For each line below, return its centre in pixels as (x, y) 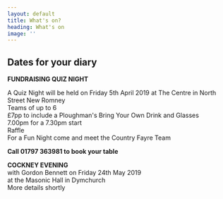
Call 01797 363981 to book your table (63, 152)
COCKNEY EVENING (38, 165)
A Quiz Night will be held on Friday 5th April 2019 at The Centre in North (112, 93)
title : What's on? (34, 20)
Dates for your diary (52, 62)
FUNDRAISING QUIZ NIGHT (48, 79)
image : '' (22, 34)
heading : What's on (36, 27)
